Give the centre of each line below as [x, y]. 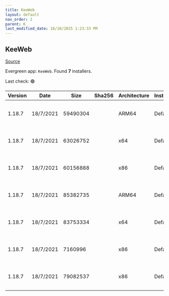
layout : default [22, 15]
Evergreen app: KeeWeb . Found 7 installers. [49, 71]
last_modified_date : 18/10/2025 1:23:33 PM [52, 29]
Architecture [134, 95]
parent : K [16, 24]
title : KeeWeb [20, 10]
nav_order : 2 [19, 19]
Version [17, 95]
